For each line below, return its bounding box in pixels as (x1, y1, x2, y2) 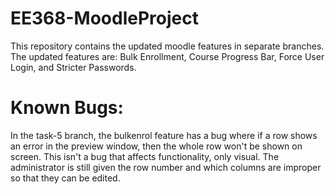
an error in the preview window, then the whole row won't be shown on (10, 140, 303, 152)
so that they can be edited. (10, 172, 121, 184)
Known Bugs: (10, 97, 124, 119)
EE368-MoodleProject (10, 7, 199, 30)
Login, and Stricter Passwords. (10, 61, 137, 73)
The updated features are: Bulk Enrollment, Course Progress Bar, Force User (10, 50, 325, 62)
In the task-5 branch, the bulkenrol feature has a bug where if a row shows (10, 129, 318, 141)
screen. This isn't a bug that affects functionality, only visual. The (10, 150, 280, 162)
